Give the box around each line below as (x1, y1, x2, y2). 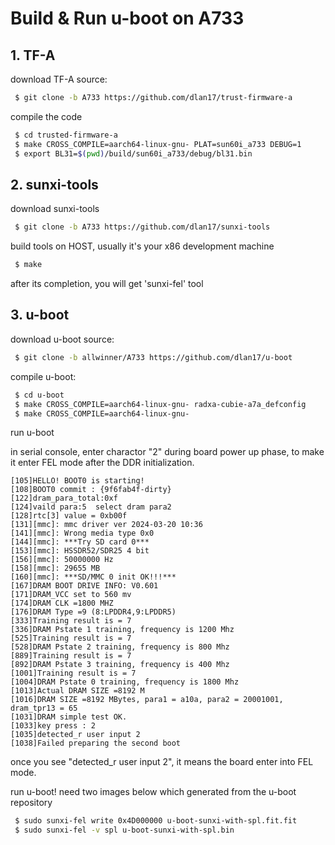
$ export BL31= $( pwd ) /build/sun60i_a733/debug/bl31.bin (14, 148, 253, 159)
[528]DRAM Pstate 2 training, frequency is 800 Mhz (10, 642, 230, 652)
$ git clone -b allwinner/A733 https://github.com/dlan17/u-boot (14, 352, 293, 362)
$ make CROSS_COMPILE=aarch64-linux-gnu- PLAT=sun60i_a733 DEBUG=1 (14, 139, 302, 149)
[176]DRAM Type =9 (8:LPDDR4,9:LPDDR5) (10, 607, 177, 617)
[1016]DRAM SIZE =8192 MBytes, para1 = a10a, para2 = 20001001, (10, 695, 284, 705)
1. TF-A (10, 47, 56, 64)
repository (10, 797, 53, 809)
